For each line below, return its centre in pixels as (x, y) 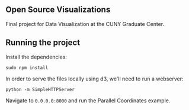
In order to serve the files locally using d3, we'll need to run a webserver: (94, 79)
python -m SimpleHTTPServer (40, 89)
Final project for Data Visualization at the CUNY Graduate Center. (85, 24)
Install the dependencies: (36, 57)
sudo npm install (27, 67)
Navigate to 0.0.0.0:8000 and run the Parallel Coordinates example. (88, 101)
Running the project (43, 43)
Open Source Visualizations (58, 10)
